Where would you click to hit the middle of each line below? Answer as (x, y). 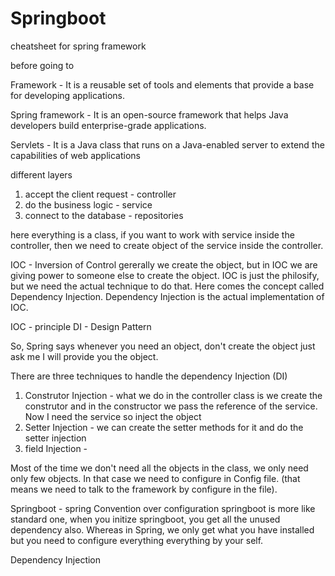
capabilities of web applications (75, 155)
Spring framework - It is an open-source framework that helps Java (149, 114)
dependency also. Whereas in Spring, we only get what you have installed (162, 529)
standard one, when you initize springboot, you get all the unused (145, 519)
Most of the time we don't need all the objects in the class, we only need (159, 468)
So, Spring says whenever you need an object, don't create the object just (163, 346)
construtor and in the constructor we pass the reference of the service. (171, 406)
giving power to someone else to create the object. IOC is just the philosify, (165, 275)
